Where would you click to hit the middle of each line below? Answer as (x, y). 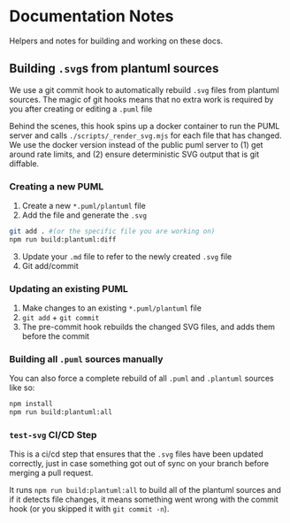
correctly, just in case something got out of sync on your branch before (139, 464)
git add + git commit (61, 318)
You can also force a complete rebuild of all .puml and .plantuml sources (141, 379)
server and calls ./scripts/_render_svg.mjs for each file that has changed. (145, 135)
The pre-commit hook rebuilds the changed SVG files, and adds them (149, 327)
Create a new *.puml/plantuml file (84, 206)
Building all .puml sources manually (86, 359)
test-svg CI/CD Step (53, 435)
